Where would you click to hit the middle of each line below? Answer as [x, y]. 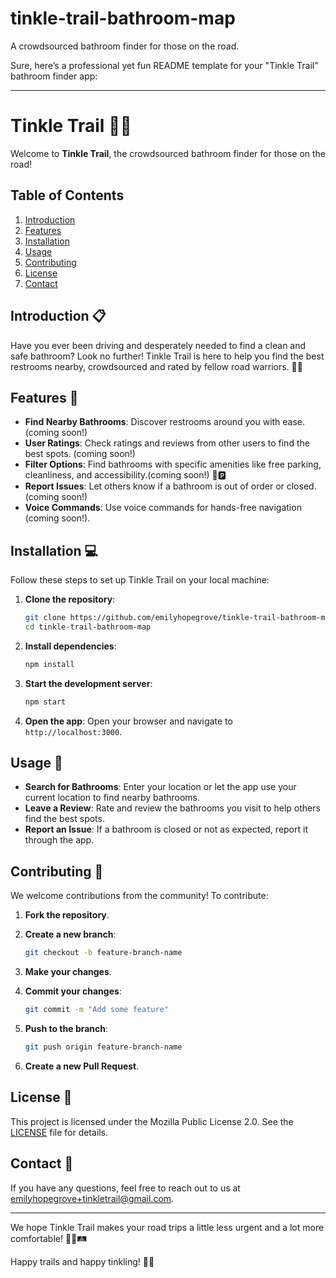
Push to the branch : [66, 1028]
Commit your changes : [73, 991]
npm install [49, 664]
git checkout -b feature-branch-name [103, 953]
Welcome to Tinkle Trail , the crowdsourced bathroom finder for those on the [168, 153]
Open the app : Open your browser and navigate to [128, 721]
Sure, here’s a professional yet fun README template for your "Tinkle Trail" [164, 65]
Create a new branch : [70, 934]
